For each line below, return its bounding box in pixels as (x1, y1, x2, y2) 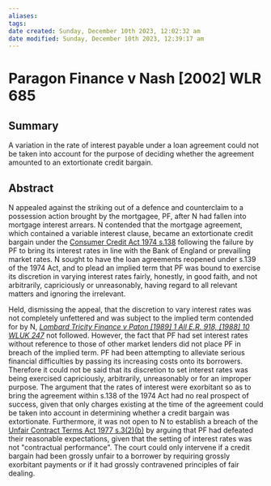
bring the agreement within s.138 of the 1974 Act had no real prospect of (8, 391, 249, 401)
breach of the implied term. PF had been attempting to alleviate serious (8, 348, 245, 358)
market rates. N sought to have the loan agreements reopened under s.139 (8, 255, 256, 265)
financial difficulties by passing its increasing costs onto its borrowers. (8, 356, 243, 366)
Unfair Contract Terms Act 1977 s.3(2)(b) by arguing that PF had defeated (8, 425, 253, 435)
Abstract (8, 181, 54, 195)
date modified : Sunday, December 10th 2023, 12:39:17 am (8, 34, 205, 43)
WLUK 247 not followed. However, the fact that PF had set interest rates (8, 330, 248, 341)
